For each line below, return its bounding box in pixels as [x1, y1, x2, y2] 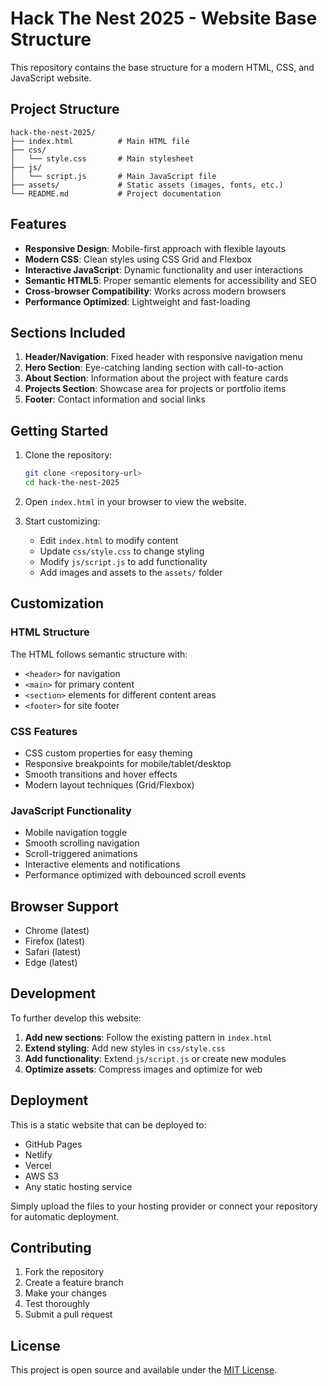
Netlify [24, 1148, 53, 1161]
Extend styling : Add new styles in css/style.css [24, 1042, 226, 1054]
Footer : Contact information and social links [24, 393, 206, 406]
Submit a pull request [24, 1308, 113, 1321]
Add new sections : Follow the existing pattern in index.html [24, 1031, 273, 1043]
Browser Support [10, 898, 120, 915]
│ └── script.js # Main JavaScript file [10, 171, 217, 181]
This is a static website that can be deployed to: [10, 1118, 207, 1131]
